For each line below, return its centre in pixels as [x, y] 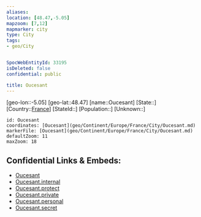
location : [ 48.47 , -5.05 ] [38, 18]
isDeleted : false [28, 68]
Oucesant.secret [36, 208]
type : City [20, 35]
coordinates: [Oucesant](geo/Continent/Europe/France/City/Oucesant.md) [101, 126]
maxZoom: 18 [21, 142]
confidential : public [34, 74]
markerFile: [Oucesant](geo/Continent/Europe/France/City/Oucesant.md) [100, 131]
